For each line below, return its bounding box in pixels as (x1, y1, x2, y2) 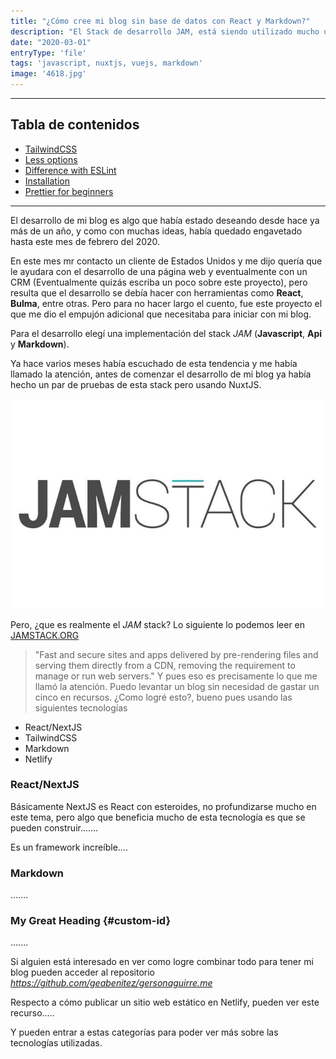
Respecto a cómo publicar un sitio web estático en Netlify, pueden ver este (10, 996, 320, 1009)
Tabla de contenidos (10, 116, 140, 134)
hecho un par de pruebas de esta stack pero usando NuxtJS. (10, 378, 262, 390)
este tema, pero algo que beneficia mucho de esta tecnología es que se (10, 811, 306, 823)
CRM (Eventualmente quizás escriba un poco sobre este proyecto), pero (10, 276, 308, 288)
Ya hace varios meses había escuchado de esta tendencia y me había (10, 357, 298, 369)
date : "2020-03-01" (10, 37, 92, 47)
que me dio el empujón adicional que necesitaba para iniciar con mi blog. (10, 308, 312, 320)
